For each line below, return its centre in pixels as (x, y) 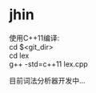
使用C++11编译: (34, 38)
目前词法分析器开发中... (48, 80)
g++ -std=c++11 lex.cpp (49, 64)
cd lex (19, 55)
